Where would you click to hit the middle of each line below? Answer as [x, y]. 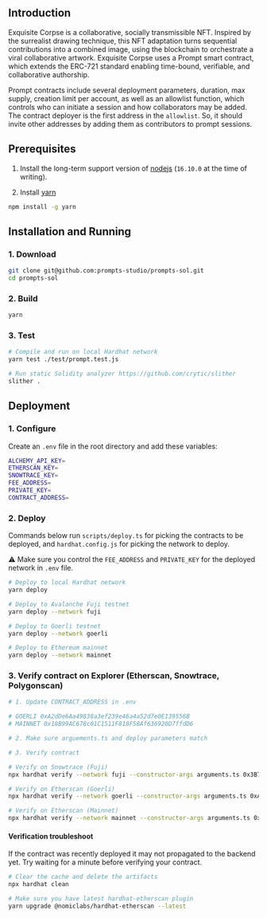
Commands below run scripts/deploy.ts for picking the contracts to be [126, 535]
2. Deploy [27, 518]
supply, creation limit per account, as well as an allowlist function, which [126, 98]
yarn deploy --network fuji [55, 612]
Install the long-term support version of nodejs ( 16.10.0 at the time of [133, 168]
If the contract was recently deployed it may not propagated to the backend [132, 854]
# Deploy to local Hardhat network [67, 583]
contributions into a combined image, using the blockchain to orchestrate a [131, 49]
